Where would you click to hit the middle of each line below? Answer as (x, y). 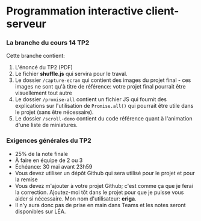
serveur (26, 24)
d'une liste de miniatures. (46, 125)
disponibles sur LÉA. (40, 211)
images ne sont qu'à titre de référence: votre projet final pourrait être (100, 87)
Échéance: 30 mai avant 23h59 (54, 166)
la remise (26, 179)
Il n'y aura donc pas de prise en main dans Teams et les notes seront (100, 205)
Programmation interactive (75, 11)
